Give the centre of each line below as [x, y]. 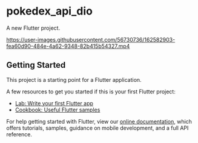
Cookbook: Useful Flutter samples [58, 110]
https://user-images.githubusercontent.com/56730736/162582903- [91, 39]
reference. [19, 134]
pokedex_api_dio [49, 11]
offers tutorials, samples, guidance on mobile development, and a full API [97, 128]
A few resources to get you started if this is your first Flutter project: [91, 91]
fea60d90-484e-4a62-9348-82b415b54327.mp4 [68, 46]
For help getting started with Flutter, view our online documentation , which [99, 121]
